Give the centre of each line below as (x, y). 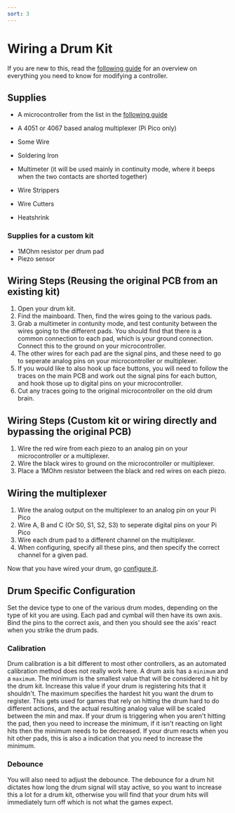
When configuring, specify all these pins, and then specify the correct (119, 548)
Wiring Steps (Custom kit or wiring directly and (112, 421)
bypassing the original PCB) (69, 431)
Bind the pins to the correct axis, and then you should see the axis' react (112, 622)
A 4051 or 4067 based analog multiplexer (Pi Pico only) (97, 128)
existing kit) (34, 292)
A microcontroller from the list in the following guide (93, 115)
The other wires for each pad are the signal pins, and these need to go (119, 353)
